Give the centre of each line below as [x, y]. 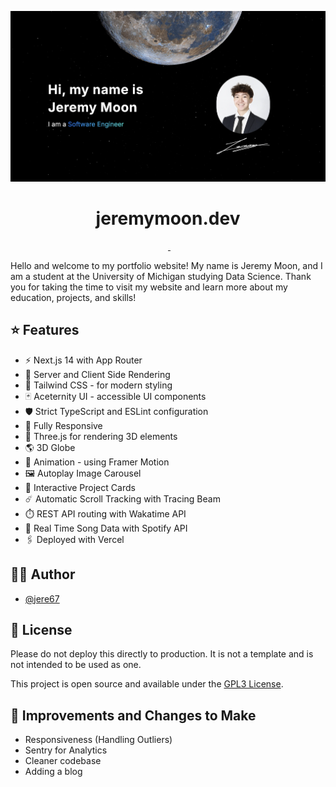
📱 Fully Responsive [63, 425]
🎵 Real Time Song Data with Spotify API [106, 528]
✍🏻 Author [43, 574]
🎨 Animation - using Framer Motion [97, 462]
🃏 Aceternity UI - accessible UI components [115, 396]
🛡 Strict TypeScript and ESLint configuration [116, 411]
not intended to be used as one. [76, 665]
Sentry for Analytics [66, 750]
